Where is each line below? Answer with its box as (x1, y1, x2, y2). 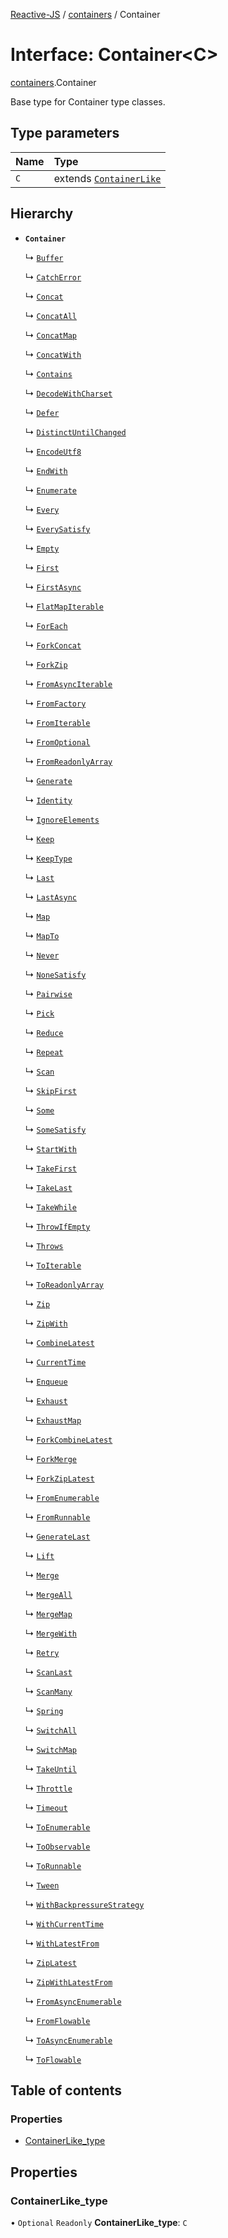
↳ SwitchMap (24, 1743, 77, 1755)
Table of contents (10, 2082, 122, 2099)
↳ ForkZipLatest (24, 1472, 95, 1484)
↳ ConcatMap (24, 329, 77, 341)
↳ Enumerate (24, 484, 77, 496)
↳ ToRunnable (24, 1859, 82, 1871)
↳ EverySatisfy (24, 522, 91, 534)
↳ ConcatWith (24, 348, 82, 360)
